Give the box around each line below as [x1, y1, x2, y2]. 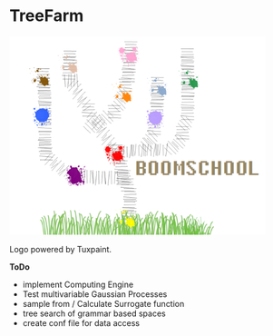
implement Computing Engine [22, 279, 134, 290]
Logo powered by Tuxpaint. [9, 243, 112, 254]
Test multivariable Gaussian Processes [22, 288, 168, 300]
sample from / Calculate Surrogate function [22, 298, 185, 309]
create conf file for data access [22, 317, 141, 328]
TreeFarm [9, 5, 84, 26]
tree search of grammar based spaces [22, 308, 166, 319]
